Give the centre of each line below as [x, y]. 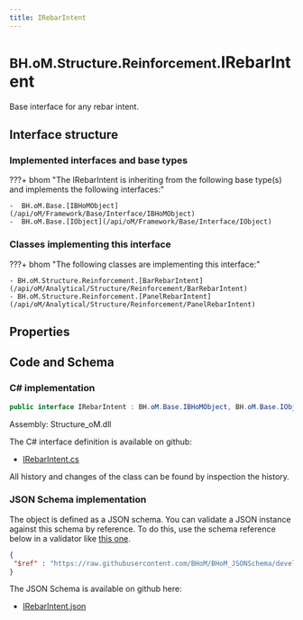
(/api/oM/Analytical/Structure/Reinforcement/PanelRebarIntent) [133, 304]
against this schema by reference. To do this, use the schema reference [143, 529]
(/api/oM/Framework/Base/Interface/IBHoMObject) [102, 214]
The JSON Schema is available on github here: [96, 589]
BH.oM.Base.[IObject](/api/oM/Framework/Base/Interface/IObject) [147, 222]
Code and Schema [62, 363]
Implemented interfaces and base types [98, 160]
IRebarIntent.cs [50, 459]
